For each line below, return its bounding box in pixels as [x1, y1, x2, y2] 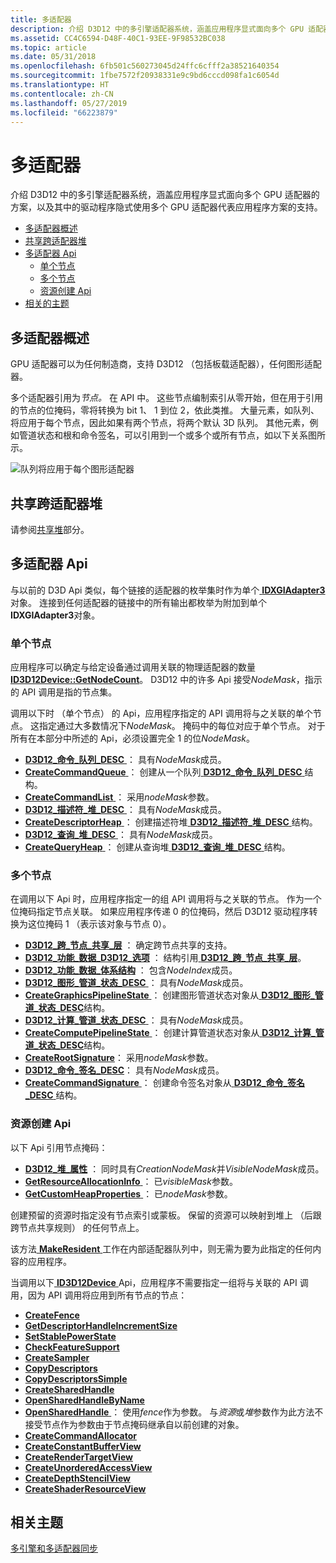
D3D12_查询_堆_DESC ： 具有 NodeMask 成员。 [24, 829, 218, 841]
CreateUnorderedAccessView [24, 1461, 153, 1473]
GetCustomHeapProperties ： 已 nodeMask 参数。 [24, 1187, 233, 1200]
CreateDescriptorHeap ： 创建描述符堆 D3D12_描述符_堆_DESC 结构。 [24, 816, 318, 828]
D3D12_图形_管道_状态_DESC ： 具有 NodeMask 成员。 [24, 977, 249, 989]
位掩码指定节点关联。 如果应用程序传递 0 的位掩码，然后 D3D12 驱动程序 [10, 906, 310, 918]
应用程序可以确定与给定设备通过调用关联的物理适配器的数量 [10, 661, 256, 673]
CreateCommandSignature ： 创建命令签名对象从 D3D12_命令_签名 [24, 1077, 306, 1089]
